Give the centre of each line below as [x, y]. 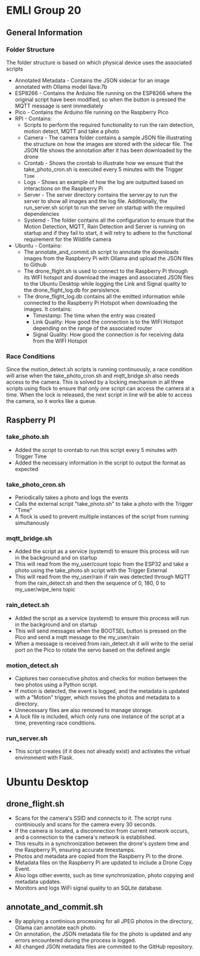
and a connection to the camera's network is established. [85, 837]
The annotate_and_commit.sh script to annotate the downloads [101, 252]
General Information [44, 33]
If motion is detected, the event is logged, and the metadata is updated [102, 691]
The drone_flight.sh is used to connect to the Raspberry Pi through [106, 271]
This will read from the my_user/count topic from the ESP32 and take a [101, 564]
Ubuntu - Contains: [38, 245]
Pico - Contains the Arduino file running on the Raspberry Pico [92, 112]
